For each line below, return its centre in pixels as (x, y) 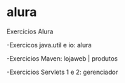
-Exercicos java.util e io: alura (49, 45)
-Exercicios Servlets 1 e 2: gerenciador (63, 72)
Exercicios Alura (30, 31)
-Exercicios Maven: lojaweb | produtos (62, 58)
